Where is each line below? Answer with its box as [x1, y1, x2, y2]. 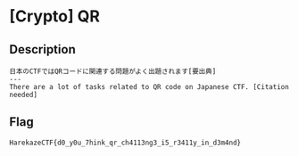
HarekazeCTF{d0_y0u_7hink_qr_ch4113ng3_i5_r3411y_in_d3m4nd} [9, 138, 242, 147]
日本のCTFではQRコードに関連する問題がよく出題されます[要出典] [9, 67, 217, 76]
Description [9, 42, 76, 57]
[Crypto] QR [9, 6, 101, 27]
